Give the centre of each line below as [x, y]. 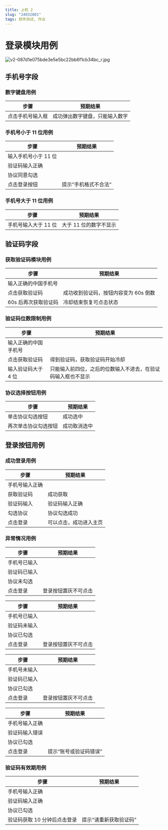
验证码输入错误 [25, 732]
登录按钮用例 [25, 445]
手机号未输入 [23, 670]
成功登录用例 [21, 461]
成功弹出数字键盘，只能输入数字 [90, 116]
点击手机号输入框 [28, 116]
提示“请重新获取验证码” [109, 820]
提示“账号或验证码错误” [75, 751]
